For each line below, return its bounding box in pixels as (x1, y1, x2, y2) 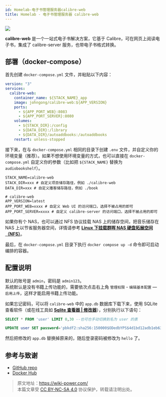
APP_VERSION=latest (5, 198, 45, 203)
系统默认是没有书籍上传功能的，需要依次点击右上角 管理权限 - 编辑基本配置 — (5, 284, 157, 290)
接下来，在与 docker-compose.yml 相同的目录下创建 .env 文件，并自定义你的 (5, 146, 159, 152)
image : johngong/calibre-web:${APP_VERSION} (14, 100, 107, 105)
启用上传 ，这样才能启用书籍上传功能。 (5, 290, 81, 296)
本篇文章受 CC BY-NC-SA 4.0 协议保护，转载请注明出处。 (17, 387, 135, 393)
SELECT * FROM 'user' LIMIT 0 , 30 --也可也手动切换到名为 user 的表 (5, 317, 138, 322)
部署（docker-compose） (5, 58, 85, 66)
